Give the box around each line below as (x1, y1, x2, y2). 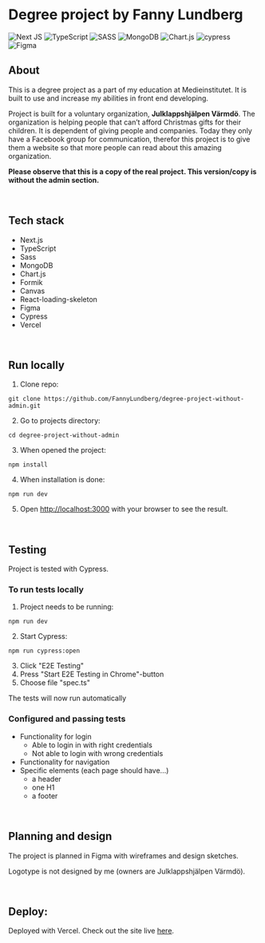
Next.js (19, 235, 44, 244)
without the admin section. (8, 175, 100, 184)
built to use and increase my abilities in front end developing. (8, 93, 209, 103)
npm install (8, 461, 48, 469)
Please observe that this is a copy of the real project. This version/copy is (8, 166, 257, 176)
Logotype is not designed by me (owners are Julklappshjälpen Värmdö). (8, 866, 246, 876)
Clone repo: (19, 379, 59, 389)
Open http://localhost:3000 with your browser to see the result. (19, 505, 229, 514)
